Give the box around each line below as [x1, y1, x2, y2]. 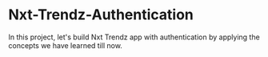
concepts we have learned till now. [8, 40, 122, 50]
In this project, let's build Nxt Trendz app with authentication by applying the [8, 32, 260, 42]
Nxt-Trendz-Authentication [8, 6, 194, 24]
